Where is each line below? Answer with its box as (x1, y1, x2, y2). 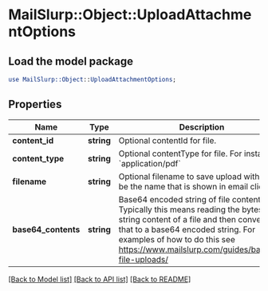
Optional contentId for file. (118, 134, 217, 145)
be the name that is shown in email (118, 181, 249, 192)
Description (179, 122, 225, 133)
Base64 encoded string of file (118, 193, 231, 205)
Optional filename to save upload (118, 170, 242, 181)
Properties (8, 98, 62, 111)
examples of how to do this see (118, 233, 235, 245)
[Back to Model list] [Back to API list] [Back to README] (8, 274, 191, 284)
